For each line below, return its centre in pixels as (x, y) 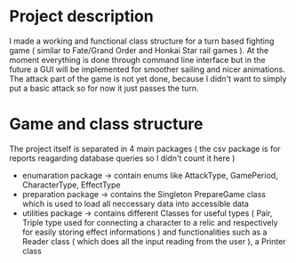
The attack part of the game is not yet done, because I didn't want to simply (148, 78)
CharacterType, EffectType (71, 185)
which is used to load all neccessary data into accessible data (135, 203)
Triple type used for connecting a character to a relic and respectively (150, 222)
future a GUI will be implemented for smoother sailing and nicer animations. (148, 69)
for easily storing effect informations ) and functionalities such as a (144, 232)
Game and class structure (106, 124)
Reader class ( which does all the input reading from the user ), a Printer (154, 241)
